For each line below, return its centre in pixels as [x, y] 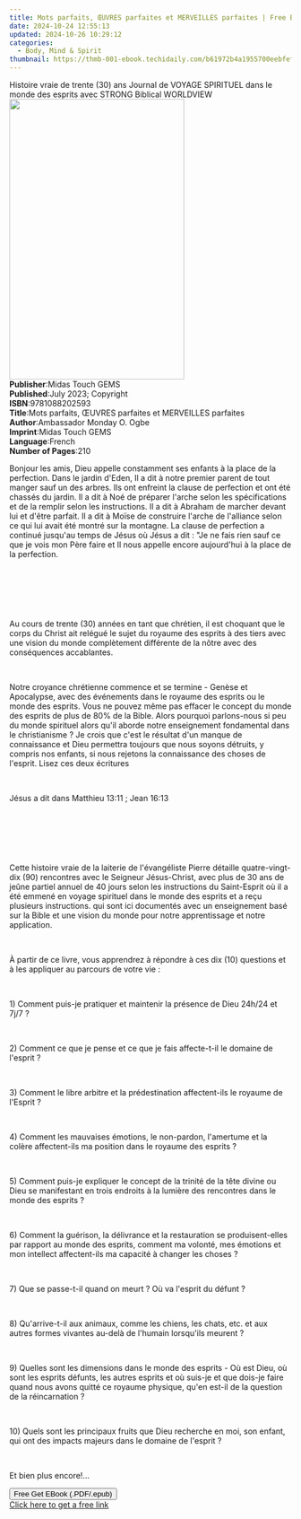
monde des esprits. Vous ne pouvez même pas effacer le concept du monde [150, 706]
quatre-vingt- [266, 868]
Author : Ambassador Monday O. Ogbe [80, 422]
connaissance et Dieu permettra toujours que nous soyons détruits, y [137, 744]
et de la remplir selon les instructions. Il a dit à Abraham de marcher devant [148, 506]
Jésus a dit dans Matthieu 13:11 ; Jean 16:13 [89, 798]
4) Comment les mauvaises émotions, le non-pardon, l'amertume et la [138, 1137]
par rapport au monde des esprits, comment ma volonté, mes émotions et [145, 1244]
